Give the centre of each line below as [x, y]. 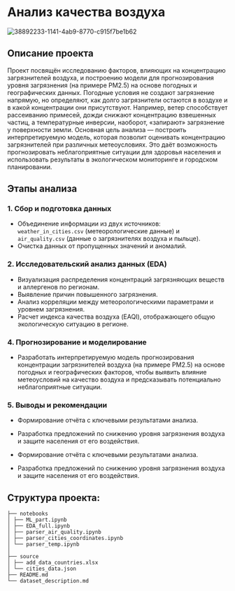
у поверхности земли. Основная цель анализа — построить [97, 129]
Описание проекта [50, 53]
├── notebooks [28, 514]
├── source [23, 557]
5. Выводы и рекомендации [57, 404]
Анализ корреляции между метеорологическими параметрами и [115, 302]
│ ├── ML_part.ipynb [37, 520]
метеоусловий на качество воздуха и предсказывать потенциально [119, 380]
